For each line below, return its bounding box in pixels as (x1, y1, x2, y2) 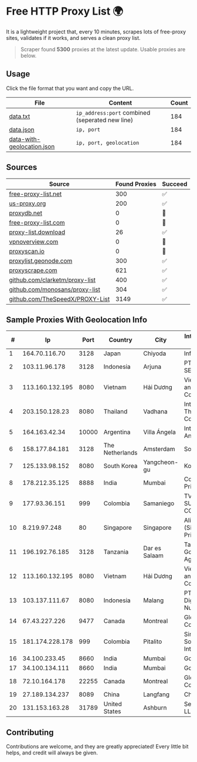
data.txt (9, 112, 30, 121)
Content (108, 98, 133, 106)
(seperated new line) (76, 116, 134, 124)
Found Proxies (115, 180, 157, 188)
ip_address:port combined (76, 108, 151, 116)
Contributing (6, 727, 54, 737)
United (103, 700, 122, 708)
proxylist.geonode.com (9, 256, 73, 265)
